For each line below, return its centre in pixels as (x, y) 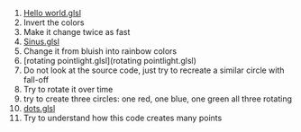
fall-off (36, 79)
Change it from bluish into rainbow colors (100, 51)
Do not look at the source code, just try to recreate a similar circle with (154, 70)
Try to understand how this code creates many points (123, 118)
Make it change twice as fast (77, 32)
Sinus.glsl (41, 41)
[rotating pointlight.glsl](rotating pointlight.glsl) (110, 61)
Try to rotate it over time (68, 89)
